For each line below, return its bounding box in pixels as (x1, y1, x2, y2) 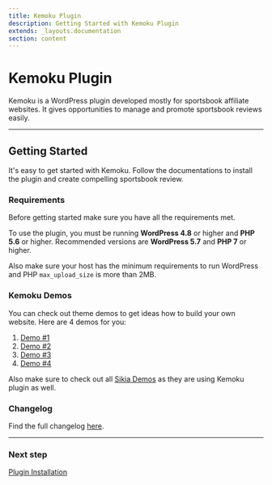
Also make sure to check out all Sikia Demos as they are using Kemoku (8, 373, 244, 384)
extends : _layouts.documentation (8, 27, 121, 35)
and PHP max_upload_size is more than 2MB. (8, 270, 157, 280)
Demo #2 (19, 341, 52, 351)
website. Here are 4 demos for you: (8, 317, 127, 327)
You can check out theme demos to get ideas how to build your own (8, 308, 236, 318)
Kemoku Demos (8, 290, 73, 302)
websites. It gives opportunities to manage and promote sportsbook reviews (8, 104, 262, 114)
